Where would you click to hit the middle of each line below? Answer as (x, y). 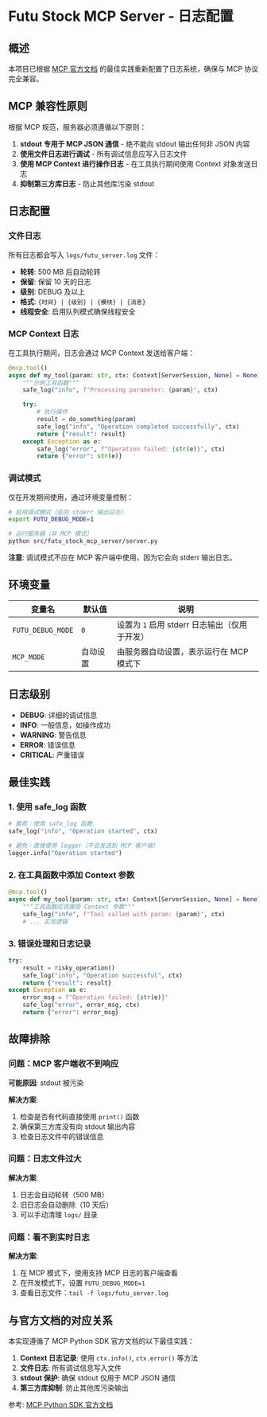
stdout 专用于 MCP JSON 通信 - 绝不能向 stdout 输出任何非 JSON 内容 (135, 143)
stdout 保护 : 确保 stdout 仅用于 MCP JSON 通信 (98, 1377)
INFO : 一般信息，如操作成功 (65, 724)
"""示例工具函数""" (51, 383)
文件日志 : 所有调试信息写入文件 (70, 1368)
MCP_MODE (29, 657)
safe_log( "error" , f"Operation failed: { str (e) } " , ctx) (131, 449)
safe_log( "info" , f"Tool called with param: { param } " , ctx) (124, 914)
